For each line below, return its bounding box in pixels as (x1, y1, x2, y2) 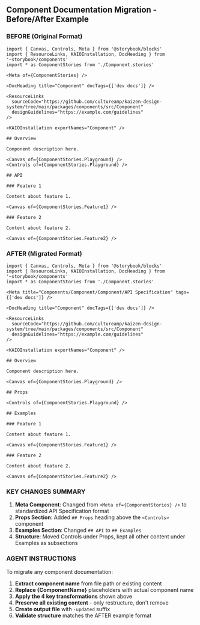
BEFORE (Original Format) (6, 32, 83, 41)
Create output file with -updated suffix (14, 605, 111, 612)
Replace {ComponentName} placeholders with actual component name (14, 586, 194, 593)
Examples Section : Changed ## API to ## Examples (14, 526, 142, 534)
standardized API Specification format (14, 508, 109, 515)
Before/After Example (6, 14, 89, 25)
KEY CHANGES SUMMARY (6, 487, 86, 496)
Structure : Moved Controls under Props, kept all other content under (14, 533, 186, 540)
